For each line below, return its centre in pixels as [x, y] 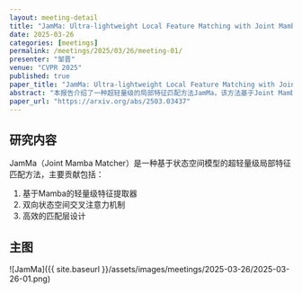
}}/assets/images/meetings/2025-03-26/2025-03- [196, 269]
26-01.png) [30, 279]
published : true [40, 76]
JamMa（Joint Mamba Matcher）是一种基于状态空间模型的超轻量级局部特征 [151, 164]
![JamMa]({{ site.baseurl [55, 269]
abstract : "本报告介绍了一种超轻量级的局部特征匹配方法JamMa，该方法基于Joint [142, 93]
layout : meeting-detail [54, 18]
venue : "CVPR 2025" [46, 68]
